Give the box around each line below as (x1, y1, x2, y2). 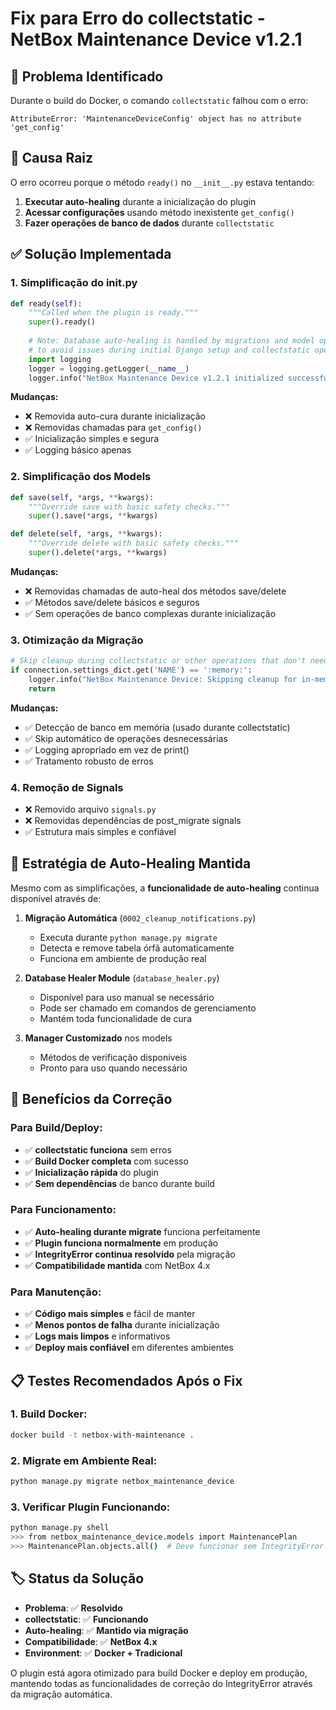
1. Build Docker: (10, 1407, 88, 1421)
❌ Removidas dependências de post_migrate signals (24, 815, 242, 827)
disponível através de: (10, 892, 102, 904)
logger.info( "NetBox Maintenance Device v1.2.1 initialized (28, 373, 284, 383)
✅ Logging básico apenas (24, 444, 132, 456)
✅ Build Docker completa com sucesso (24, 1155, 189, 1167)
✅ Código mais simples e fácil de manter (24, 1308, 196, 1320)
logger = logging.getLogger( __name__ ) (28, 363, 190, 374)
